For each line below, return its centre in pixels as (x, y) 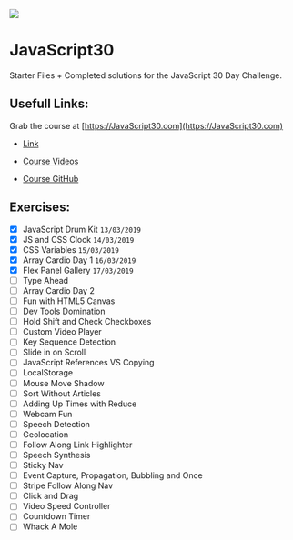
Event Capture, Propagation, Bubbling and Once (112, 475)
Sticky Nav (43, 465)
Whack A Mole (50, 526)
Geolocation (45, 434)
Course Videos (51, 161)
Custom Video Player (62, 332)
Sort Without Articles (62, 393)
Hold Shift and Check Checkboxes (87, 322)
